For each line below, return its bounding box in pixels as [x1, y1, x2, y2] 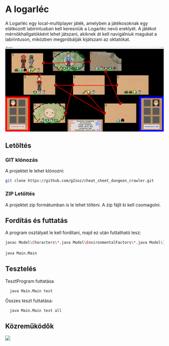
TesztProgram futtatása [5, 278, 54, 284]
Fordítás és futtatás [5, 216, 68, 225]
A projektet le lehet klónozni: [5, 168, 64, 174]
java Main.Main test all [10, 308, 62, 313]
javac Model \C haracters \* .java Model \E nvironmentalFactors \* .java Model [5, 240, 161, 245]
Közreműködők [5, 322, 54, 330]
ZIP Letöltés [5, 190, 35, 197]
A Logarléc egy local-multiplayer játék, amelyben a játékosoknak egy [5, 20, 148, 26]
